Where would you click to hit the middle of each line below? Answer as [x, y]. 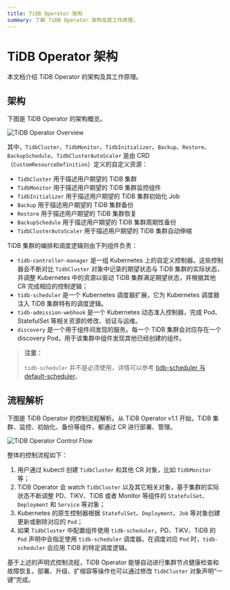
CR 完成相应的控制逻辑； [52, 286]
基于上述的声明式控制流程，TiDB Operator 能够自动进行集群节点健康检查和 [113, 562]
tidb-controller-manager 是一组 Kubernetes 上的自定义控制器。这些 [114, 260]
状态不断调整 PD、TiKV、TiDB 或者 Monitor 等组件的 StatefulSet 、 [113, 496]
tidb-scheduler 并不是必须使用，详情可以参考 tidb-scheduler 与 [115, 368]
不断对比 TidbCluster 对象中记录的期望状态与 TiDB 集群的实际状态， [126, 269]
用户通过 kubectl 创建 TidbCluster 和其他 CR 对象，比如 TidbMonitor [114, 470]
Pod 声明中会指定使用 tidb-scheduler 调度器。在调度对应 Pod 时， [110, 539]
